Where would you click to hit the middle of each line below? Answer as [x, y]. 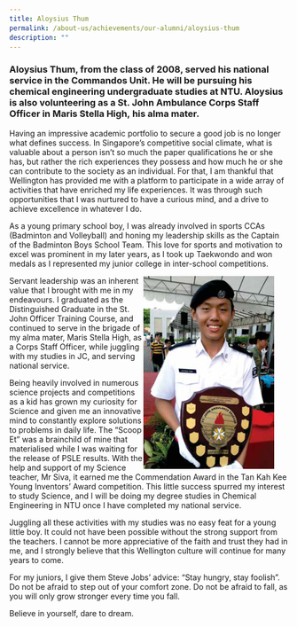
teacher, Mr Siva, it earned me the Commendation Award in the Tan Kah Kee [148, 477]
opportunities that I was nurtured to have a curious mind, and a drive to [139, 199]
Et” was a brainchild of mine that [69, 439]
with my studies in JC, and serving [72, 356]
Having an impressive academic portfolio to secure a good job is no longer [145, 133]
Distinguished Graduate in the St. [70, 309]
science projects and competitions [72, 392]
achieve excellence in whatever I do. [75, 208]
